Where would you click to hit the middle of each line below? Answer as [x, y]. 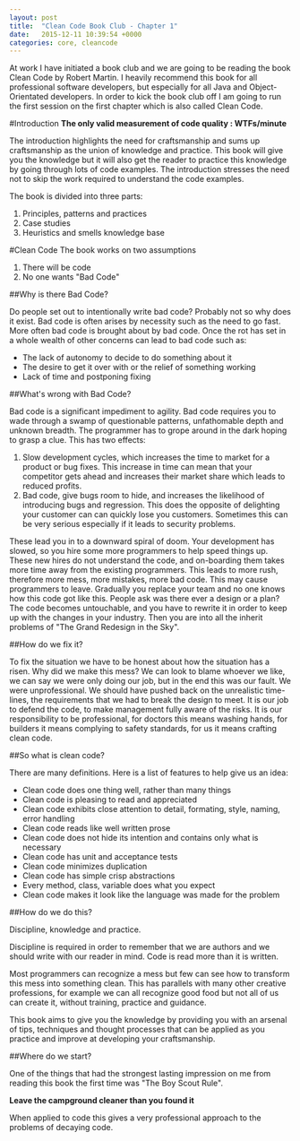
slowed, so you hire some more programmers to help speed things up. [139, 551]
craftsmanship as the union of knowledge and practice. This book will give [146, 151]
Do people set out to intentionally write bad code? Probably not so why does [150, 312]
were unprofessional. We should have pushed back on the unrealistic [137, 690]
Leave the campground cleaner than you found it [102, 1101]
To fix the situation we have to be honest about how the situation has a [140, 662]
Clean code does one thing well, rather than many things [127, 791]
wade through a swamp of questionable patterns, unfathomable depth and [146, 421]
